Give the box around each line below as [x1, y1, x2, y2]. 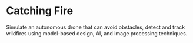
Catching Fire [6, 4, 74, 18]
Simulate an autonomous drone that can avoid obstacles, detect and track [6, 24, 185, 31]
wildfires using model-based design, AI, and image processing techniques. [6, 29, 188, 37]
